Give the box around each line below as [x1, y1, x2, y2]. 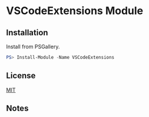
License [6, 71, 36, 81]
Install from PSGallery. [6, 43, 60, 50]
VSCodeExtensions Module [6, 4, 143, 18]
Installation [6, 28, 48, 38]
